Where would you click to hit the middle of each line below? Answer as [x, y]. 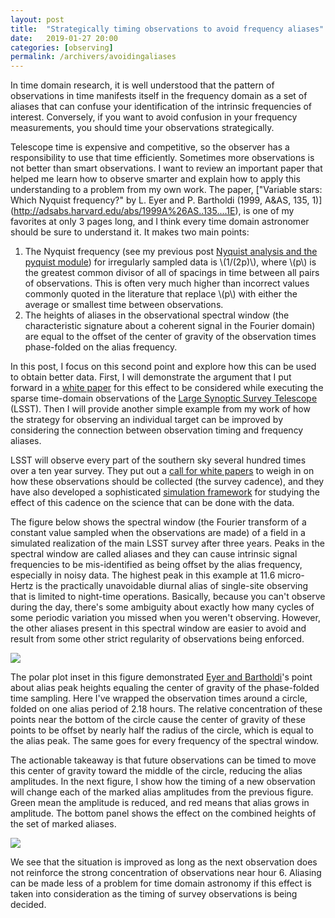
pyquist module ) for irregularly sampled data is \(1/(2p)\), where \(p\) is [170, 262]
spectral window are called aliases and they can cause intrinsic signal [154, 554]
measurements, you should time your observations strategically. [142, 128]
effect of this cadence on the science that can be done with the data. [152, 503]
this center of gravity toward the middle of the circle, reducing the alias [156, 771]
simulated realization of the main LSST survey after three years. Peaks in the [167, 543]
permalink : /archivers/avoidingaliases [93, 57]
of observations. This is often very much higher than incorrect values [167, 283]
